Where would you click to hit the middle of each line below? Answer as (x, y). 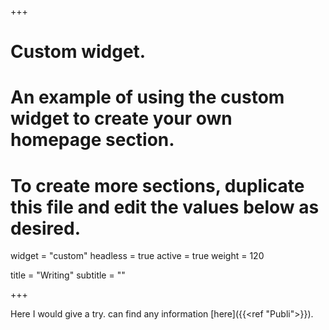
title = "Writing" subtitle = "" (68, 275)
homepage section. (92, 140)
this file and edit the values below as (165, 207)
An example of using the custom (147, 97)
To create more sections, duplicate (157, 185)
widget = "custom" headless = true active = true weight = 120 (137, 256)
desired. (45, 228)
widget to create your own (121, 118)
